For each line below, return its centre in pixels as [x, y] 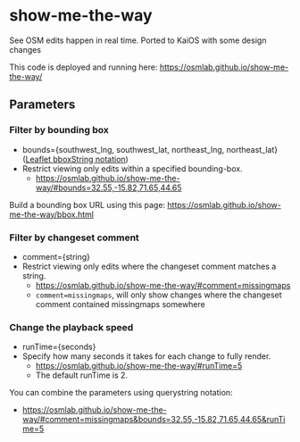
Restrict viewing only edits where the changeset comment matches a [149, 266]
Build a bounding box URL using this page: [87, 204]
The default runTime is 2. [81, 375]
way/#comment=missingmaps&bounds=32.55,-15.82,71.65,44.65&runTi [154, 420]
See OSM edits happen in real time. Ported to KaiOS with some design [138, 40]
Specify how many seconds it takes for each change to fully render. [146, 356]
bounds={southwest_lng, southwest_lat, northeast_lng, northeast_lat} [150, 149]
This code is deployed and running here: [83, 67]
